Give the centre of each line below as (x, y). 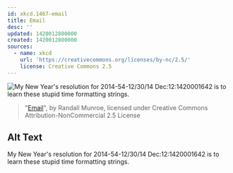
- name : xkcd (33, 54)
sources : (20, 47)
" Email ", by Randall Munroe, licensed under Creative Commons (116, 107)
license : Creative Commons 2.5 (66, 66)
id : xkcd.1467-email (38, 14)
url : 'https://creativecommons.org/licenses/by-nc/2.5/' (106, 60)
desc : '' (20, 27)
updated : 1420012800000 (42, 34)
